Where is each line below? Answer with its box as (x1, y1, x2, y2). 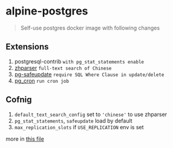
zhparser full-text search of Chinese (14, 64, 112, 71)
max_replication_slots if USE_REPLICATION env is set (14, 123, 144, 130)
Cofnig (5, 95, 32, 105)
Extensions (5, 42, 49, 52)
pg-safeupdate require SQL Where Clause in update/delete (14, 71, 165, 78)
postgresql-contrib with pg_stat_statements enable (14, 57, 145, 65)
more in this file (5, 135, 45, 143)
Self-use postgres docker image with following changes (20, 24, 160, 31)
